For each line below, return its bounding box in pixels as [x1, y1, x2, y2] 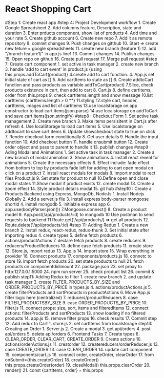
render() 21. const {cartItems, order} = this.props [5, 367, 103, 373]
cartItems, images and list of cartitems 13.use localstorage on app [5, 103, 138, 108]
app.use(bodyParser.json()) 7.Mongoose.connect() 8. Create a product [5, 206, 147, 212]
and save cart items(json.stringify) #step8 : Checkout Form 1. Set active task [5, 113, 159, 119]
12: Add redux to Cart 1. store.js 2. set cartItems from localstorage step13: [5, 320, 153, 326]
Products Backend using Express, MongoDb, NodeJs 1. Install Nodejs [5, 190, 144, 196]
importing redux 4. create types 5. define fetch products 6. [5, 232, 123, 238]
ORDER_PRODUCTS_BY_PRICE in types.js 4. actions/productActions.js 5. [5, 284, 152, 290]
